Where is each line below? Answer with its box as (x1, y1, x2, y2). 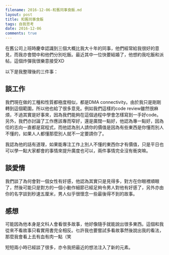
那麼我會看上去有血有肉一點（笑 (5, 234, 71, 240)
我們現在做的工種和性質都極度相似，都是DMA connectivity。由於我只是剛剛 (5, 99, 161, 105)
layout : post (5, 12, 33, 17)
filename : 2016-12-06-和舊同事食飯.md (5, 7, 82, 13)
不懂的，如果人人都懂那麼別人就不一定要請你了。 (5, 131, 107, 137)
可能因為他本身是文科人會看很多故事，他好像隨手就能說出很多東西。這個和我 (5, 221, 164, 227)
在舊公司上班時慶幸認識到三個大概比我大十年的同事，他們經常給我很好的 (5, 45, 155, 51)
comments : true (5, 31, 37, 36)
